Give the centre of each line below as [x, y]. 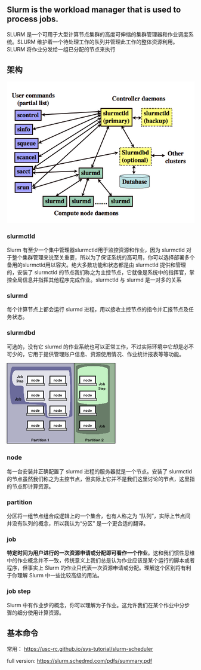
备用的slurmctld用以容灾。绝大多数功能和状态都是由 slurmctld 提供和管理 [97, 265]
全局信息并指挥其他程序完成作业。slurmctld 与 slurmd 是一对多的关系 [97, 280]
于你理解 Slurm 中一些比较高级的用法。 [55, 576]
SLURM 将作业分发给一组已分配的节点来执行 [61, 49]
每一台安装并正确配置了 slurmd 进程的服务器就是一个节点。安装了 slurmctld [100, 471]
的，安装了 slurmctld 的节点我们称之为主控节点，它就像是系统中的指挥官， [98, 272]
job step [19, 591]
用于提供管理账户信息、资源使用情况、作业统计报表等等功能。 [108, 354]
